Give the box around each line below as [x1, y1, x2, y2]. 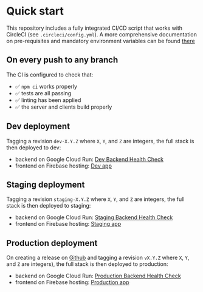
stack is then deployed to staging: [6, 202, 91, 209]
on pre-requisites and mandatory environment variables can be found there [6, 37, 196, 44]
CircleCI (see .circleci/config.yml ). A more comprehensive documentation [6, 30, 198, 38]
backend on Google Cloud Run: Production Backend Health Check [15, 272, 181, 280]
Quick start [6, 4, 64, 18]
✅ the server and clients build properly [15, 103, 112, 110]
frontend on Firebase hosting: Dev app [15, 162, 112, 169]
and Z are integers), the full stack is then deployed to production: [6, 260, 168, 268]
